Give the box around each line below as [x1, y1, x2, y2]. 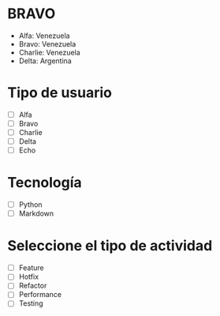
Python [18, 200, 43, 209]
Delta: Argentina [18, 56, 72, 66]
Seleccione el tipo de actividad [7, 237, 213, 255]
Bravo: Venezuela [18, 39, 76, 48]
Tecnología [7, 174, 82, 192]
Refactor [18, 281, 47, 291]
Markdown [18, 209, 54, 218]
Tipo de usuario [7, 84, 112, 102]
